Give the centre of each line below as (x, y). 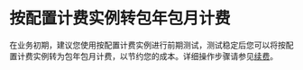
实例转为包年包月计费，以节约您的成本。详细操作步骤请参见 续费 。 (155, 56)
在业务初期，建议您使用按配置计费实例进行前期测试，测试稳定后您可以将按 (147, 45)
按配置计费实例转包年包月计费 (120, 18)
